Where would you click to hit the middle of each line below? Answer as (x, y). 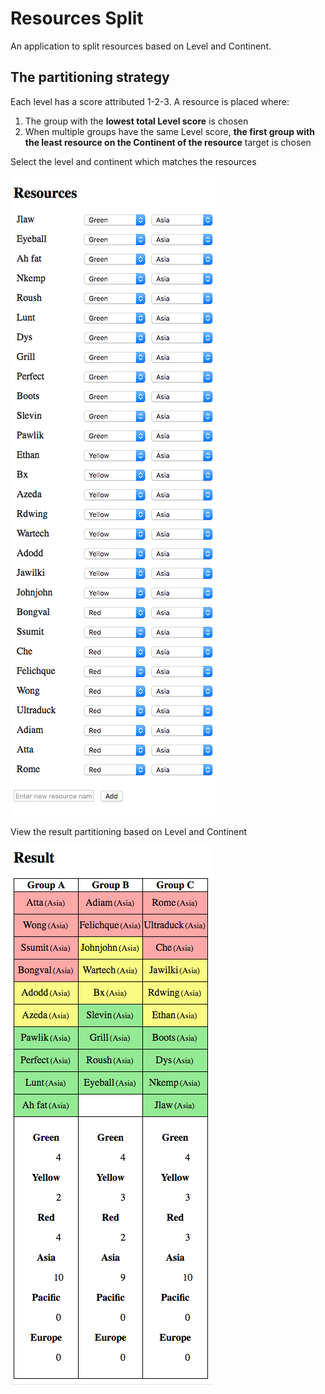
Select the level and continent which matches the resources (133, 161)
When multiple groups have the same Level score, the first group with (169, 131)
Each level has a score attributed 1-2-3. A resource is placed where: (150, 101)
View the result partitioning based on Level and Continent (129, 831)
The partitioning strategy (90, 77)
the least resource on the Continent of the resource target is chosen (168, 142)
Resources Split (77, 18)
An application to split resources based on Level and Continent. (141, 46)
